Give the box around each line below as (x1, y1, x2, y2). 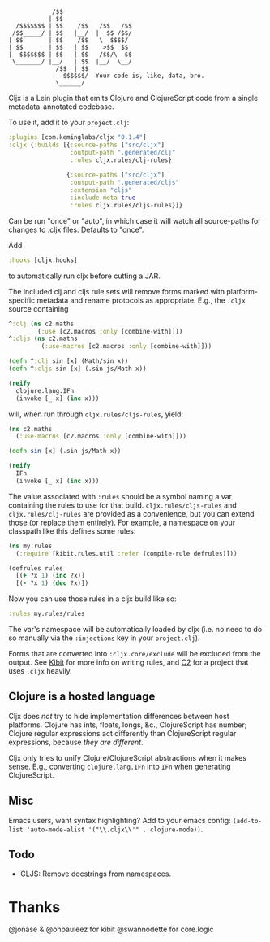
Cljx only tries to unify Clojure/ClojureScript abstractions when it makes (8, 752, 247, 762)
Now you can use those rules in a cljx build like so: (8, 594, 177, 604)
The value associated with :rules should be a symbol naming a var (8, 491, 233, 501)
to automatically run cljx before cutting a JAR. (8, 271, 161, 281)
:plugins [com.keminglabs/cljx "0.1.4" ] (8, 133, 148, 142)
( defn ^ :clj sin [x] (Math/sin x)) (8, 357, 129, 365)
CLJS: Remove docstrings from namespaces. (19, 869, 172, 879)
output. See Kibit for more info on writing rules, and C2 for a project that (8, 657, 249, 667)
